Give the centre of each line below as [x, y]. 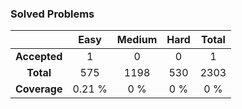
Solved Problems [52, 14]
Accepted [39, 57]
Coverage [39, 89]
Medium [137, 40]
